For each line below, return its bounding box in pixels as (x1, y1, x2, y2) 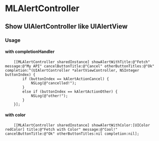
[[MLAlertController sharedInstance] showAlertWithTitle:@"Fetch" (14, 59, 150, 64)
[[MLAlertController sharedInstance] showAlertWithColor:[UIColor (14, 123, 150, 127)
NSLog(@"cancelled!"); (30, 80, 77, 85)
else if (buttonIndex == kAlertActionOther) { (22, 89, 118, 94)
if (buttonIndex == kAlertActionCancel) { (22, 76, 109, 81)
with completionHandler (5, 49, 55, 55)
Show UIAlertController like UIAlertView (5, 22, 128, 31)
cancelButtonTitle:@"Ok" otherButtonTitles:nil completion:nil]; (5, 131, 139, 136)
